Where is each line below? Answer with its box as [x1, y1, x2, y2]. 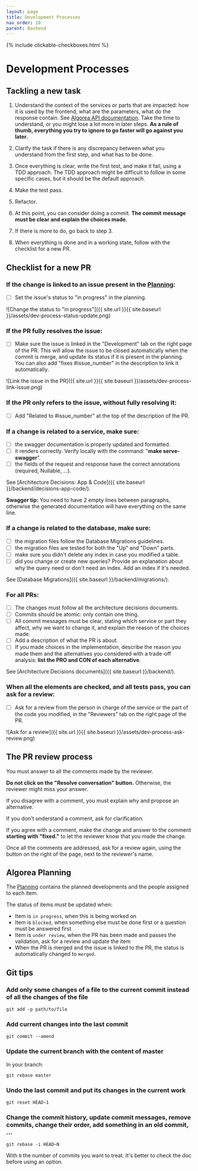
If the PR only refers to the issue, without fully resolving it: [6, 398, 177, 407]
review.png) [6, 735, 36, 742]
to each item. [6, 890, 39, 897]
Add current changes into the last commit [6, 1020, 129, 1028]
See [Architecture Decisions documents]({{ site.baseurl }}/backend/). [6, 668, 176, 675]
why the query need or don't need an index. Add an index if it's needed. [14, 564, 191, 571]
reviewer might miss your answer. [6, 785, 88, 793]
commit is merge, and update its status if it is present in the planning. [14, 353, 184, 360]
